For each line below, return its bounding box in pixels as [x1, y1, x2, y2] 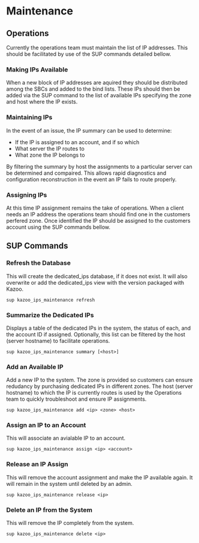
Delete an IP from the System [6, 506, 93, 514]
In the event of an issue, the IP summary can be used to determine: [6, 127, 172, 134]
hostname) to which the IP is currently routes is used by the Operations [6, 389, 182, 396]
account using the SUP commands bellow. [6, 223, 111, 231]
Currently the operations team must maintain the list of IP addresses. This [6, 44, 188, 51]
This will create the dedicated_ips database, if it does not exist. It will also [6, 272, 188, 280]
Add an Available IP [6, 362, 64, 371]
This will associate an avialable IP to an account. [6, 434, 126, 442]
